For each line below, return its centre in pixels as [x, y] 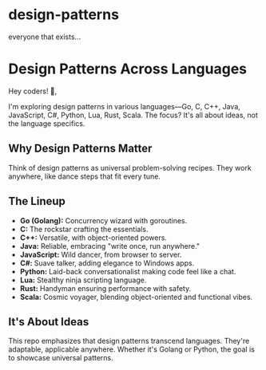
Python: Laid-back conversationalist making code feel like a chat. [128, 271]
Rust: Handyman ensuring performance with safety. [105, 288]
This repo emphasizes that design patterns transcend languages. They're [129, 341]
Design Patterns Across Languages [128, 69]
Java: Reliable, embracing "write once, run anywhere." [110, 246]
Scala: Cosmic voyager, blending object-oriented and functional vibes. [136, 297]
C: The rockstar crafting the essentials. [84, 229]
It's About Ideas [49, 322]
